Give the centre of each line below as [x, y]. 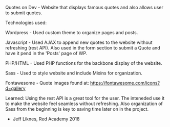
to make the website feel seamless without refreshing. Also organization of [84, 104]
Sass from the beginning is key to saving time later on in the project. [77, 109]
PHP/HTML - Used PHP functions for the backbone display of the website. [84, 63]
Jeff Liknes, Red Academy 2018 [46, 119]
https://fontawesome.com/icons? [125, 83]
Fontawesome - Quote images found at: [47, 83]
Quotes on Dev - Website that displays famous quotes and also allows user [84, 7]
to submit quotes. [24, 13]
